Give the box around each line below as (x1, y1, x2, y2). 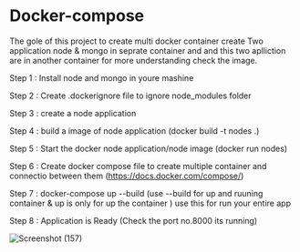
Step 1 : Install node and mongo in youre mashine (9, 72, 194, 83)
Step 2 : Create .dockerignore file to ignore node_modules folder (9, 90, 253, 101)
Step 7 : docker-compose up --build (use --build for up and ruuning (9, 187, 264, 198)
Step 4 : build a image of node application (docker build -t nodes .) (9, 125, 260, 136)
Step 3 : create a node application (9, 107, 137, 118)
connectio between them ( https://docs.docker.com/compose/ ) (9, 170, 244, 181)
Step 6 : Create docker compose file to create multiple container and (9, 160, 267, 171)
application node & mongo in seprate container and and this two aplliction (9, 45, 286, 55)
